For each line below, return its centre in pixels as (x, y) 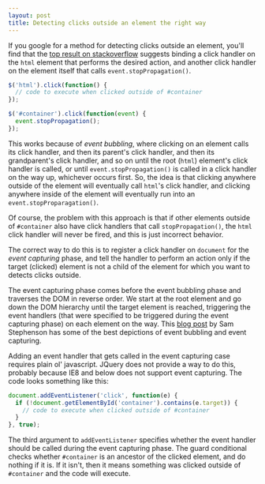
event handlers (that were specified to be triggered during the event (118, 315)
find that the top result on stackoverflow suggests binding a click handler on (132, 54)
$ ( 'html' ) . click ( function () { (58, 85)
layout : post (30, 15)
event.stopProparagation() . (54, 202)
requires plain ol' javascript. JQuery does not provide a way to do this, (122, 364)
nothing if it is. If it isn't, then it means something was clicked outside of (125, 465)
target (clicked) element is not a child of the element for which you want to (129, 266)
